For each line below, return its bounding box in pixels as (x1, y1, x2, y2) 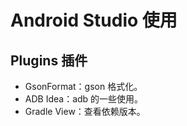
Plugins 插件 (10, 52, 88, 69)
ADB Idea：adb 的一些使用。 (24, 93, 144, 105)
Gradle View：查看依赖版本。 (24, 106, 146, 117)
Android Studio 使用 (10, 9, 178, 32)
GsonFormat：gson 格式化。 (24, 81, 143, 92)
